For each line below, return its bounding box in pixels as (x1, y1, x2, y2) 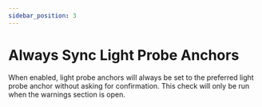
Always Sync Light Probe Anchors (8, 46, 240, 64)
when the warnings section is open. (8, 89, 125, 99)
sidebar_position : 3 (8, 11, 77, 20)
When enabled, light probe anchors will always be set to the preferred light (8, 73, 254, 82)
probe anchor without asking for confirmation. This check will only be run (8, 81, 250, 90)
